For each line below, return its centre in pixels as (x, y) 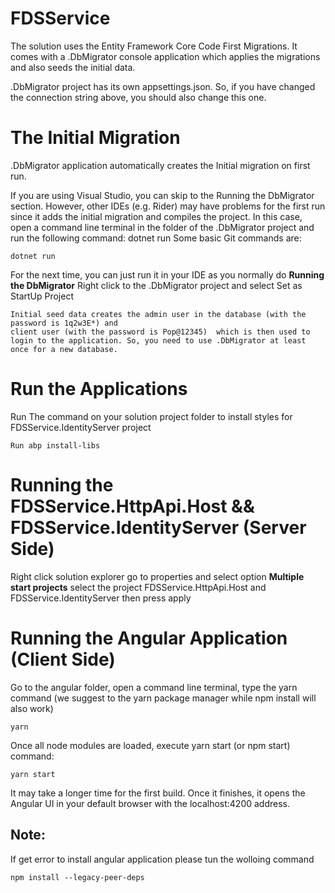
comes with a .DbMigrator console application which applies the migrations (165, 56)
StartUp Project (42, 296)
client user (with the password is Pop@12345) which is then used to (160, 332)
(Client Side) (63, 659)
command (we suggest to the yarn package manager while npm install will (163, 698)
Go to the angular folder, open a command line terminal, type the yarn (154, 687)
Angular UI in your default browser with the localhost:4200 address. (150, 803)
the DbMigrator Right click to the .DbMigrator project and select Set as (156, 285)
